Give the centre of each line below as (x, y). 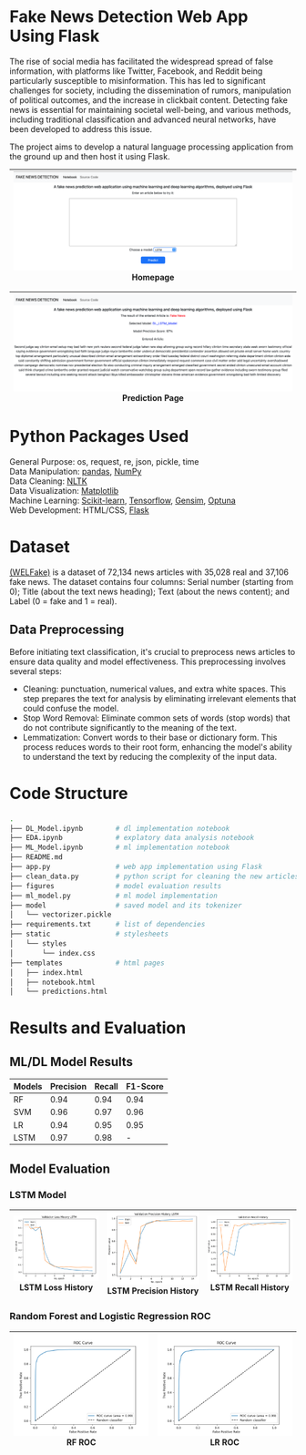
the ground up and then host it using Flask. (90, 156)
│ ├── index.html (46, 972)
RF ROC (82, 1442)
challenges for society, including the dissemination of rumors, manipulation (150, 90)
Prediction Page (153, 397)
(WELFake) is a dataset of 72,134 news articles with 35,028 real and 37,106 (149, 572)
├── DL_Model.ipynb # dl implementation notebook (120, 828)
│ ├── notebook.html (52, 982)
